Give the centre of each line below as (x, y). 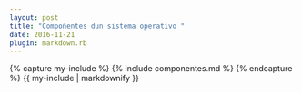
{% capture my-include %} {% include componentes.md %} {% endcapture (151, 69)
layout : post (34, 18)
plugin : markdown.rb (49, 43)
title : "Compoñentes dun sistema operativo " (97, 26)
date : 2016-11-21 (42, 34)
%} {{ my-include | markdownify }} (74, 78)
